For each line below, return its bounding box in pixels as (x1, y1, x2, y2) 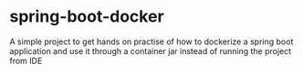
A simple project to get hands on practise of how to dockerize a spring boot (9, 36, 294, 47)
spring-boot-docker (9, 6, 164, 27)
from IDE (9, 55, 43, 66)
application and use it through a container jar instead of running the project (9, 45, 292, 56)
